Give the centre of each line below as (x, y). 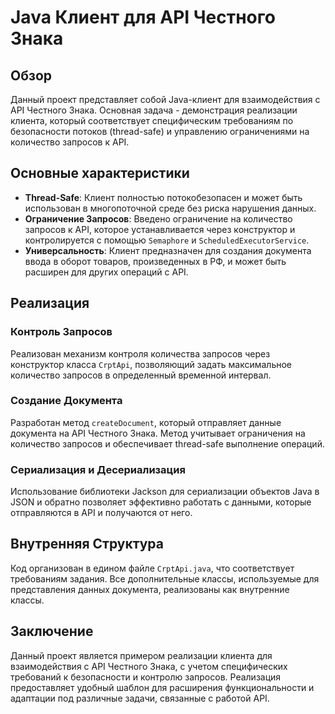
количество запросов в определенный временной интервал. (141, 375)
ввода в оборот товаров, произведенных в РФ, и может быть (155, 261)
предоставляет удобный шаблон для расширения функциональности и (162, 687)
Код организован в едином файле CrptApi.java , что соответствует (152, 568)
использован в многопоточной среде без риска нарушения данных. (170, 208)
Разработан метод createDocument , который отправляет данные (146, 422)
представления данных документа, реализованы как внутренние (150, 589)
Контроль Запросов (61, 332)
